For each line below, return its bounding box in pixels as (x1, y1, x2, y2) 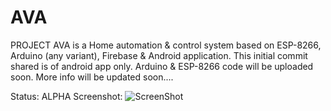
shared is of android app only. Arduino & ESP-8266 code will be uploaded (10, 60, 314, 72)
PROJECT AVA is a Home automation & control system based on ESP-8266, (10, 39, 322, 51)
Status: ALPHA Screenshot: (10, 90, 123, 102)
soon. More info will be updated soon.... (10, 71, 174, 83)
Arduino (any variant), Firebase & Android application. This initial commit (10, 49, 308, 61)
